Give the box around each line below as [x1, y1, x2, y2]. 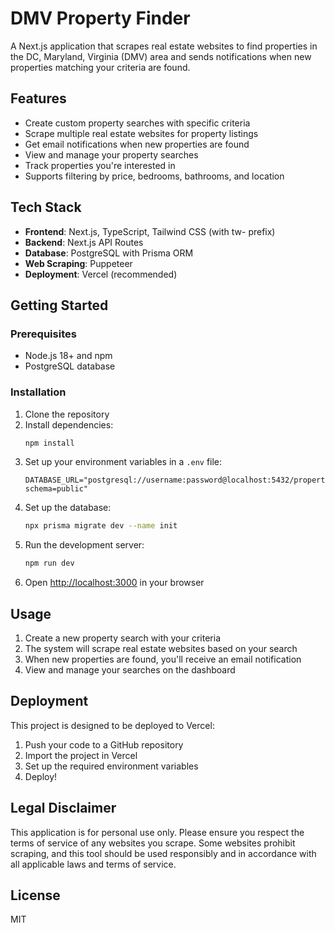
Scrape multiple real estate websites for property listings [24, 127, 259, 139]
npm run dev [24, 558, 75, 569]
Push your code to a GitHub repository [24, 738, 184, 751]
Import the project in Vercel [24, 749, 138, 761]
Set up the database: [24, 502, 112, 514]
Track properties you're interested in [24, 159, 176, 171]
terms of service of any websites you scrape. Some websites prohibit [10, 837, 296, 849]
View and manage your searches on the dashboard [24, 663, 236, 676]
